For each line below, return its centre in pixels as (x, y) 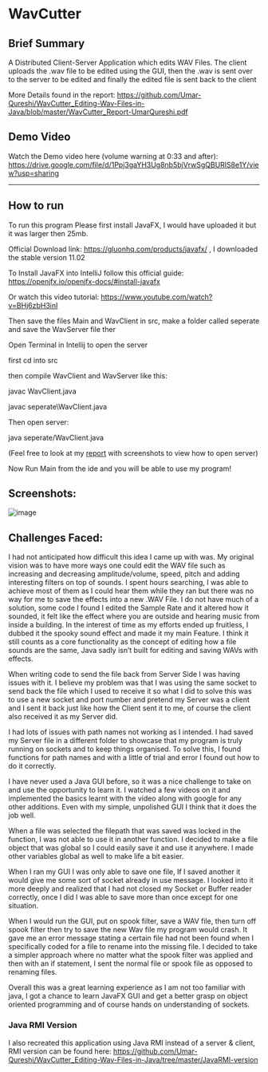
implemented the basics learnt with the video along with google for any (125, 798)
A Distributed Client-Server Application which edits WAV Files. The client (128, 62)
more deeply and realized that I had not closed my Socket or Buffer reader (130, 889)
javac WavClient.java (43, 391)
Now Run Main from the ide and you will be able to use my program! (120, 469)
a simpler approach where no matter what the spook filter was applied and (131, 955)
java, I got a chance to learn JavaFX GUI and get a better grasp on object (128, 996)
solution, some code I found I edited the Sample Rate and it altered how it (128, 608)
